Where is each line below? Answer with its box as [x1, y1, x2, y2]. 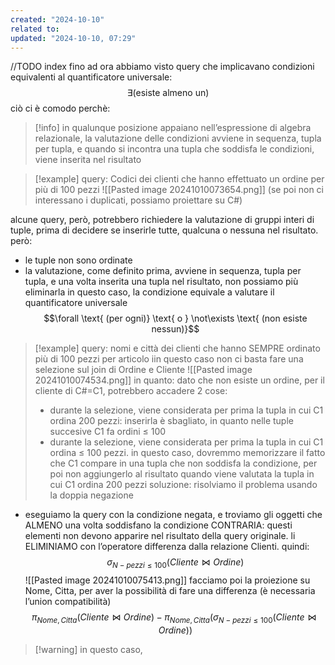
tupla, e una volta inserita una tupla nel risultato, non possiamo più [24, 276, 299, 288]
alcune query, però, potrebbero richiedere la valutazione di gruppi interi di [10, 214, 315, 226]
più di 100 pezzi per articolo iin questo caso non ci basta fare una [34, 353, 304, 365]
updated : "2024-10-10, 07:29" [10, 33, 137, 43]
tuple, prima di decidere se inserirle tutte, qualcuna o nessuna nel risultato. [10, 224, 319, 236]
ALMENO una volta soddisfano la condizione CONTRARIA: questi [24, 519, 293, 531]
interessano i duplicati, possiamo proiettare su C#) [34, 194, 243, 206]
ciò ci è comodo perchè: [10, 102, 111, 115]
